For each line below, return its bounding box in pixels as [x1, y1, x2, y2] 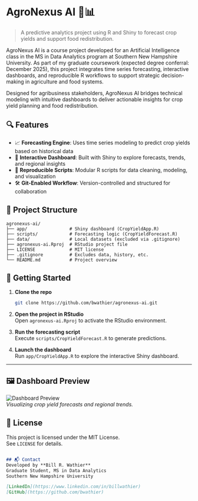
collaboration [14, 188, 47, 195]
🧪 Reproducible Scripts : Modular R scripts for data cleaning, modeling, [14, 166, 187, 173]
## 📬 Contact [6, 457, 41, 463]
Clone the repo [14, 289, 52, 296]
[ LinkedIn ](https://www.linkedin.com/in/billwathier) [6, 484, 141, 490]
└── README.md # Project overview [6, 257, 117, 263]
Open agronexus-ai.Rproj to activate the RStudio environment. [14, 317, 167, 324]
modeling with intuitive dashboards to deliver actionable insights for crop [6, 96, 183, 103]
